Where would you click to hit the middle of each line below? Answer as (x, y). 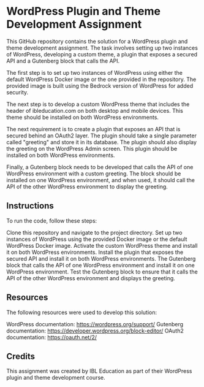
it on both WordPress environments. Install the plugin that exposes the (95, 252)
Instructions (30, 206)
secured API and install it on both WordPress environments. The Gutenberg (101, 258)
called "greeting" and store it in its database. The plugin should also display (102, 142)
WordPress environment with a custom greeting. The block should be (94, 174)
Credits (21, 356)
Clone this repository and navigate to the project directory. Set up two (94, 232)
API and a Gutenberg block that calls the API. (63, 61)
